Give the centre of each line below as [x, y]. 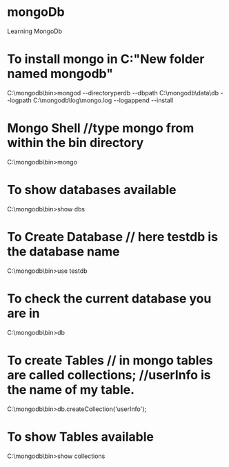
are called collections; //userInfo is [109, 375]
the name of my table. [71, 389]
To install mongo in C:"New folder [106, 59]
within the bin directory [76, 143]
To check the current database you [109, 298]
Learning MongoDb [34, 31]
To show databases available [92, 190]
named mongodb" [60, 74]
